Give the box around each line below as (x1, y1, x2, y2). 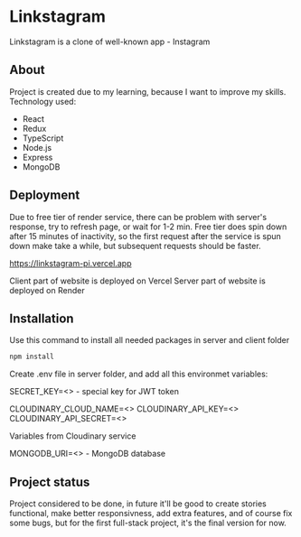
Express (22, 152, 53, 162)
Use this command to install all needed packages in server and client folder (9, 335, 290, 346)
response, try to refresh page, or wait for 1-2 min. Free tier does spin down (9, 221, 287, 232)
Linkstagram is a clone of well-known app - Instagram (9, 36, 211, 47)
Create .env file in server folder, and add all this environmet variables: (9, 368, 268, 380)
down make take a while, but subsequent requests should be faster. (9, 240, 261, 251)
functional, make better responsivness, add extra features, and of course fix (9, 508, 293, 519)
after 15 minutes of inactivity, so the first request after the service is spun (9, 230, 282, 241)
